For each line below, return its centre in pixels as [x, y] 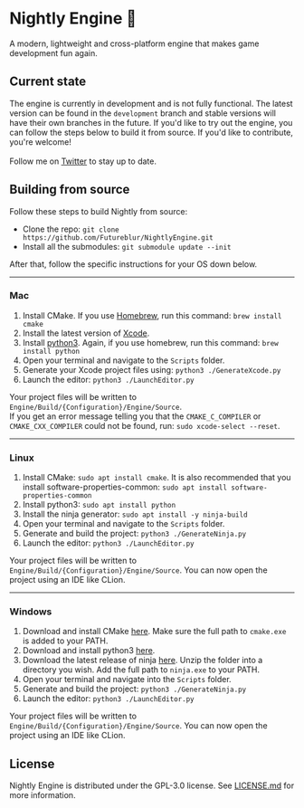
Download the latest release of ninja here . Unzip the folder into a [142, 661]
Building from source [70, 190]
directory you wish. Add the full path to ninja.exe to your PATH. [141, 670]
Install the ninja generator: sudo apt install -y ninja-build [135, 514]
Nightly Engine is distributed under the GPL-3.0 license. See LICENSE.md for [152, 785]
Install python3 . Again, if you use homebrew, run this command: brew [150, 342]
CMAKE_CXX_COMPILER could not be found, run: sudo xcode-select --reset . [145, 425]
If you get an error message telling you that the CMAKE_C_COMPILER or [135, 416]
